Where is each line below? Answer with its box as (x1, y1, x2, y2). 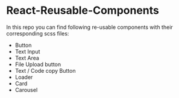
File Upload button (14, 61, 61, 68)
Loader (14, 73, 33, 81)
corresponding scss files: (6, 29, 69, 37)
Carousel (14, 86, 38, 93)
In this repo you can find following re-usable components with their (6, 23, 173, 31)
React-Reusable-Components (6, 4, 160, 17)
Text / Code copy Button (14, 67, 76, 74)
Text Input (14, 47, 40, 55)
